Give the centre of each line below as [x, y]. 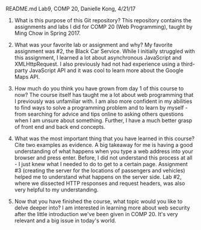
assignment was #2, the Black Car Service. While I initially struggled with [104, 51]
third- [188, 64]
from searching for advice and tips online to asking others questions [99, 114]
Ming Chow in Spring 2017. [47, 33]
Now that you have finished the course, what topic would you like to [98, 201]
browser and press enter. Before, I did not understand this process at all [104, 158]
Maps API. [27, 77]
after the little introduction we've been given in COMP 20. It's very [96, 214]
